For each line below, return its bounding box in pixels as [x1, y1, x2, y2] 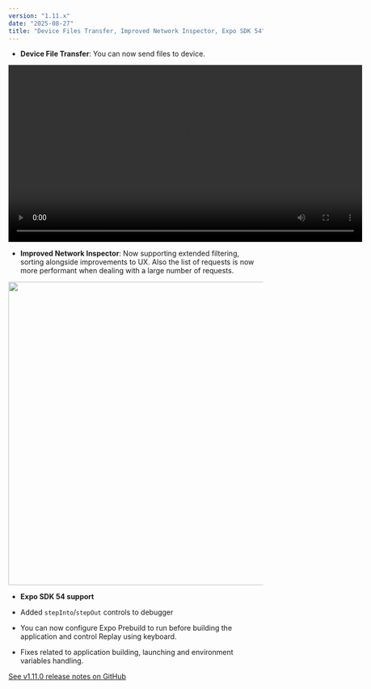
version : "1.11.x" [8, 11, 70, 20]
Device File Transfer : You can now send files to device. [19, 49, 206, 59]
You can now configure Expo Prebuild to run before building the [19, 623, 233, 633]
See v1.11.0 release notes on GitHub [8, 672, 127, 682]
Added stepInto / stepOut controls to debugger [19, 607, 174, 617]
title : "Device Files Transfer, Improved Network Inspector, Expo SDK [8, 27, 251, 35]
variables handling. [19, 656, 84, 666]
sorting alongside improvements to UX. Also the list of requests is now [19, 257, 255, 267]
